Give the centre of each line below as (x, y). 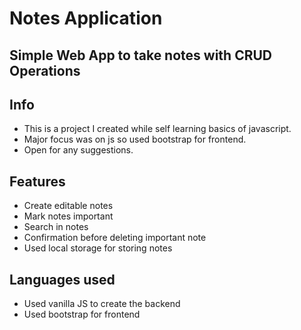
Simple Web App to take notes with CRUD (140, 55)
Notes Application (86, 18)
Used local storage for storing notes (98, 248)
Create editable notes (68, 206)
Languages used (62, 279)
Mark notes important (68, 216)
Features (37, 181)
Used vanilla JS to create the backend (102, 304)
